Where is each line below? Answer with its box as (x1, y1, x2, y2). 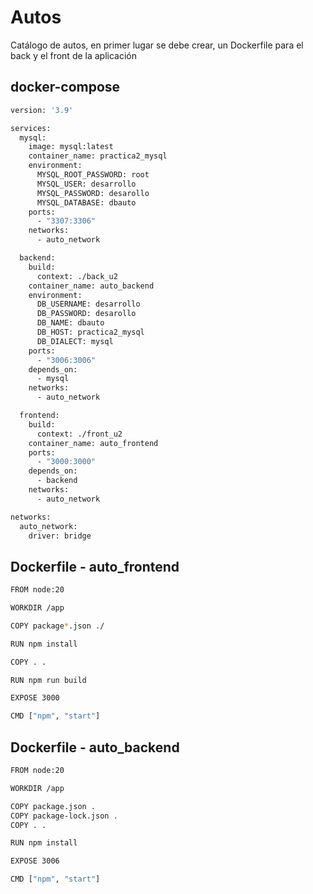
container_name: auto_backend (28, 281, 155, 291)
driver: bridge (28, 531, 92, 541)
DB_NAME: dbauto (36, 318, 105, 328)
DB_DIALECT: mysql (36, 336, 114, 346)
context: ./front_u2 (36, 429, 123, 439)
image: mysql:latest (28, 142, 114, 152)
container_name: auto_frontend (28, 438, 159, 448)
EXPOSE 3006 (10, 856, 60, 866)
